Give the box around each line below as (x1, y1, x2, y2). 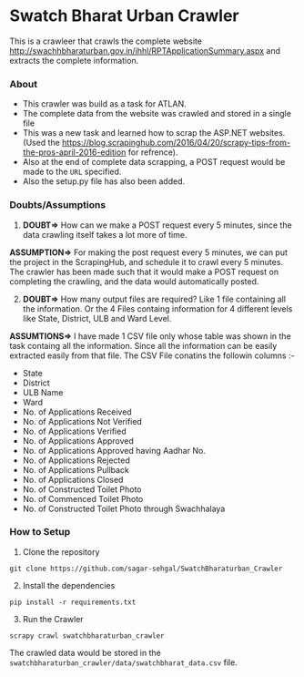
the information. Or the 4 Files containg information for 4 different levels (22, 303, 293, 314)
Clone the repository (22, 546, 100, 557)
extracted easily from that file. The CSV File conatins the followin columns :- (9, 350, 295, 361)
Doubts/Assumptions (9, 199, 106, 211)
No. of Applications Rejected (22, 455, 130, 466)
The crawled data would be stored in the (9, 647, 161, 658)
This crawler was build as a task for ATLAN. (22, 98, 187, 109)
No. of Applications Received (22, 406, 132, 417)
